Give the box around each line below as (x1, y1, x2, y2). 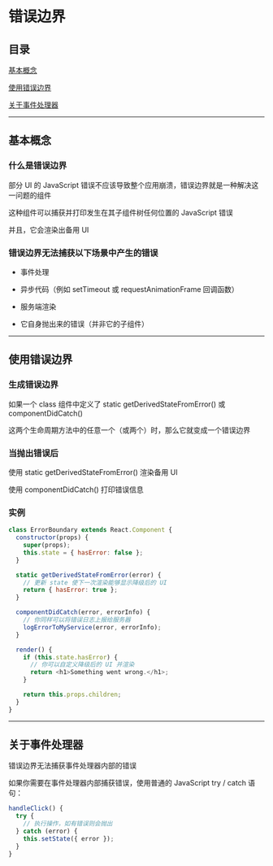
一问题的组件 (8, 190, 51, 200)
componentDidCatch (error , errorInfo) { (15, 608, 151, 616)
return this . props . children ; (23, 690, 122, 699)
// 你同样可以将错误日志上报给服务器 (23, 616, 132, 624)
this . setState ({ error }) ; (23, 834, 115, 842)
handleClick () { (8, 804, 63, 813)
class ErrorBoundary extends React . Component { (8, 526, 173, 534)
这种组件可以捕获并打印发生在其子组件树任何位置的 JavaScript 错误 (8, 207, 234, 217)
